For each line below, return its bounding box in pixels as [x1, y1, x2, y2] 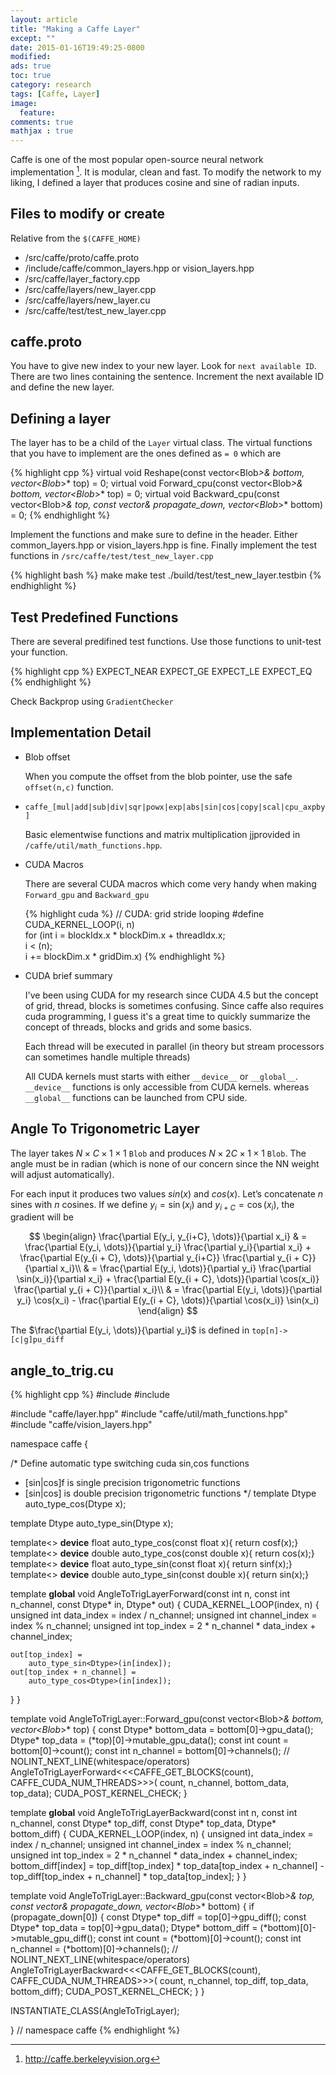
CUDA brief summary [24, 969, 113, 981]
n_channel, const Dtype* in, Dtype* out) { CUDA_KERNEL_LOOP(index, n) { [10, 1599, 320, 1611]
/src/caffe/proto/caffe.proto [24, 251, 140, 263]
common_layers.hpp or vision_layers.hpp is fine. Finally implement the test [10, 539, 317, 551]
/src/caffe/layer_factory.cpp [24, 272, 140, 285]
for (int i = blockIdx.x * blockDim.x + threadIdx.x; [24, 929, 226, 941]
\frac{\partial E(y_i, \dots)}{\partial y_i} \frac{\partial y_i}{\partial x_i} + [24, 1241, 312, 1253]
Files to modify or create [10, 206, 165, 223]
